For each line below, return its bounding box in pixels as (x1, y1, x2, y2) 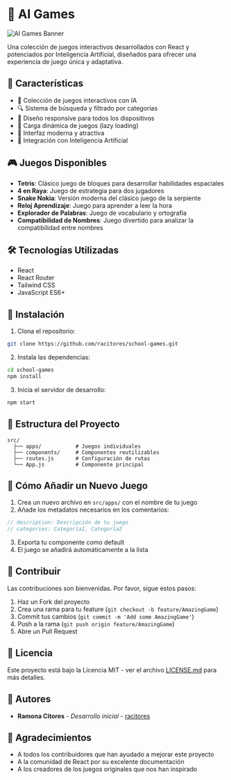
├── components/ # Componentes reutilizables (13, 448, 160, 456)
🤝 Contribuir (7, 566, 61, 578)
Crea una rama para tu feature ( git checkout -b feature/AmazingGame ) (17, 605, 219, 613)
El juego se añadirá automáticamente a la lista (17, 546, 148, 554)
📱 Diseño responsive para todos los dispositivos (17, 114, 155, 122)
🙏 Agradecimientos (7, 731, 92, 743)
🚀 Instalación (7, 309, 65, 320)
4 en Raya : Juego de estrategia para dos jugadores (17, 186, 164, 195)
